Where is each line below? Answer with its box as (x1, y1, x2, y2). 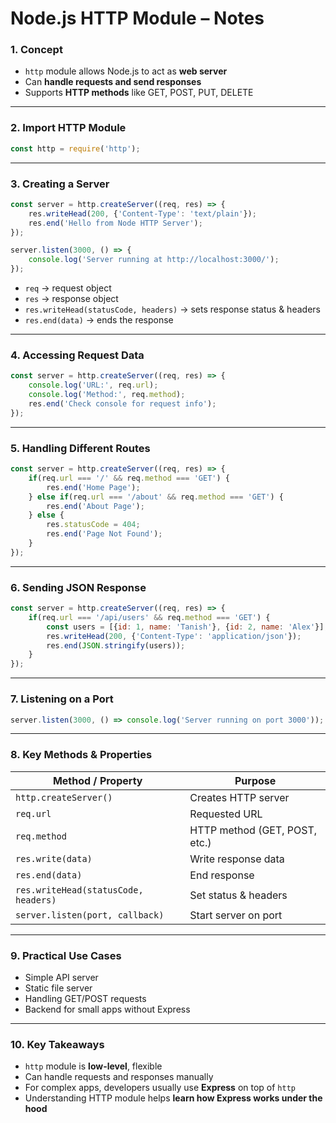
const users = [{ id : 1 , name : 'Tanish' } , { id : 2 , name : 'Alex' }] (46, 622, 325, 632)
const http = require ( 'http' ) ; (10, 143, 141, 154)
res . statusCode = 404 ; (46, 520, 141, 530)
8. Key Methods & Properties (10, 748, 153, 762)
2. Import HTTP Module (10, 121, 127, 135)
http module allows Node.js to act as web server (24, 65, 228, 77)
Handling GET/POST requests (24, 992, 147, 1004)
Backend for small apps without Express (24, 1003, 191, 1015)
